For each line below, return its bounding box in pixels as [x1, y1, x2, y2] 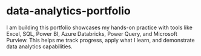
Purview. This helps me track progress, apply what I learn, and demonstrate [6, 36, 195, 43]
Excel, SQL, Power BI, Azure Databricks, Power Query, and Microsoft [6, 30, 177, 37]
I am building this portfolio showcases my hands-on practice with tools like [6, 24, 193, 31]
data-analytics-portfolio [6, 4, 131, 18]
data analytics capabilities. [6, 43, 73, 50]
